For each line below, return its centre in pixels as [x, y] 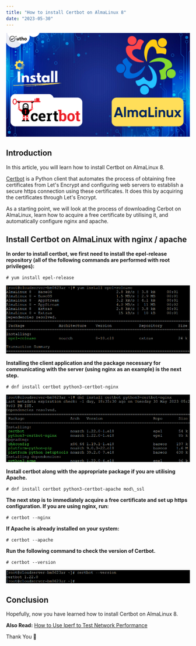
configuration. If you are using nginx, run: [57, 506]
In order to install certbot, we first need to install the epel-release [87, 254]
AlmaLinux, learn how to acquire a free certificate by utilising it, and [87, 215]
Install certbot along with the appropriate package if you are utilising [91, 471]
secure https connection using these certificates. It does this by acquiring [94, 191]
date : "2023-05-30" [30, 18]
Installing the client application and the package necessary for [83, 363]
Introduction [29, 153]
